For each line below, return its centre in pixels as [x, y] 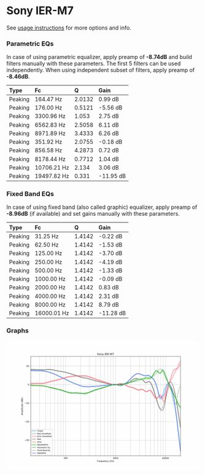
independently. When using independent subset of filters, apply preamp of [101, 70]
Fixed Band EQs [30, 194]
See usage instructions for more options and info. [69, 28]
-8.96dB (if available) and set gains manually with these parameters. [93, 214]
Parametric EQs [30, 44]
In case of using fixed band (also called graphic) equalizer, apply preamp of [102, 207]
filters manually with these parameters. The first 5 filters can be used [94, 64]
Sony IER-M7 [40, 11]
